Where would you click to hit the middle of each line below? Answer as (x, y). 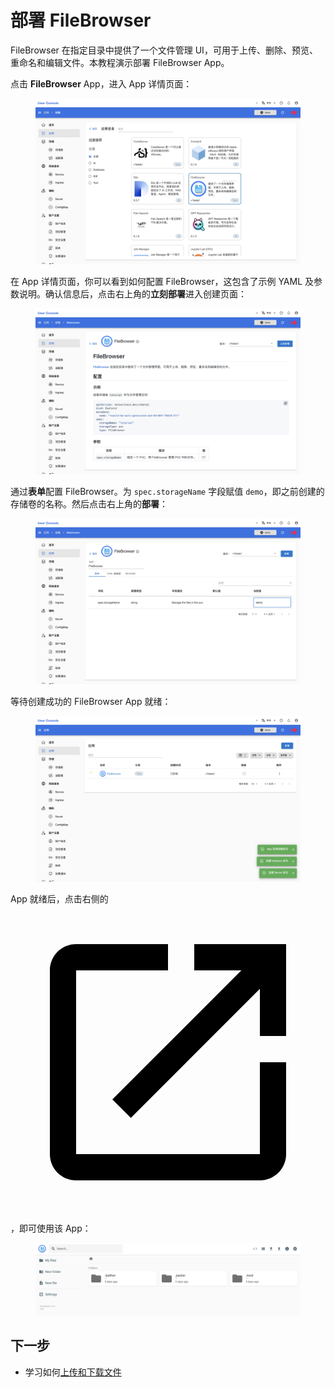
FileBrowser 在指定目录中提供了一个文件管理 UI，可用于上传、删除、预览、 (164, 50)
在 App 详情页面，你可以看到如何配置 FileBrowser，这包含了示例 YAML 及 (162, 281)
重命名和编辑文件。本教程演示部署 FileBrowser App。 (120, 62)
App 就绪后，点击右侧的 (59, 898)
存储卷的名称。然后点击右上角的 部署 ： (89, 503)
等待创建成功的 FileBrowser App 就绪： (91, 701)
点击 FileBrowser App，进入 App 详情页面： (101, 83)
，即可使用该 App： (51, 1228)
